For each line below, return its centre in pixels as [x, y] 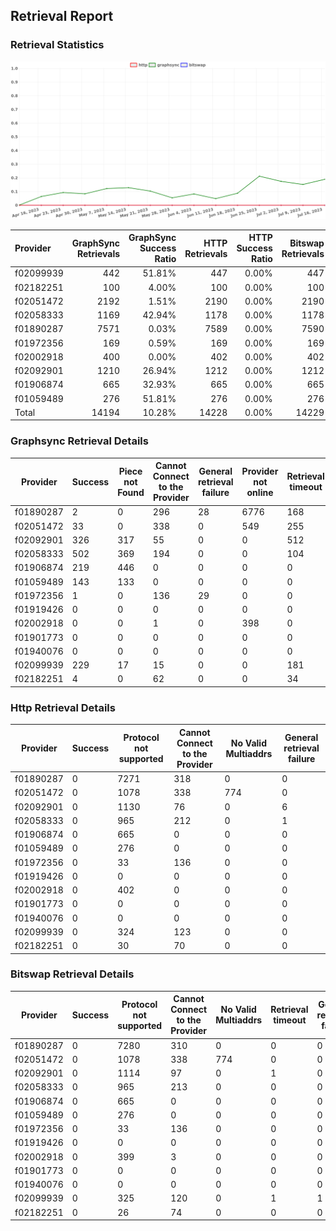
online [260, 492]
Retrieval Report [62, 16]
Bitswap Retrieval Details [72, 974]
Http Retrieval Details [63, 707]
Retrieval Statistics [57, 45]
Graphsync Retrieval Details [79, 441]
